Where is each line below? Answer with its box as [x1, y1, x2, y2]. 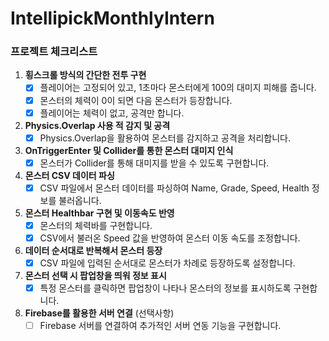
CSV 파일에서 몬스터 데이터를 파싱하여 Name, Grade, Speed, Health [39, 182, 310, 194]
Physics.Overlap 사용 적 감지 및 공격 [24, 119, 171, 131]
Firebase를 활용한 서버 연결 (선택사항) [24, 307, 175, 319]
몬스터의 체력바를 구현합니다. [39, 219, 153, 231]
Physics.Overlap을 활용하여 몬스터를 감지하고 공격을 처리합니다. [39, 132, 292, 144]
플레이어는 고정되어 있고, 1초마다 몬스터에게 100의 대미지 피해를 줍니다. [39, 82, 317, 94]
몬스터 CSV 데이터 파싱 [24, 169, 115, 181]
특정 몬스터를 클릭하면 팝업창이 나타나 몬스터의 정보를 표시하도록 [39, 282, 292, 294]
